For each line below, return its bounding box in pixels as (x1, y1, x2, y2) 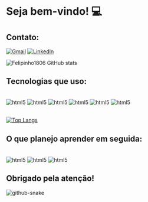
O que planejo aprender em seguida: (6, 133, 143, 144)
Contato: (6, 32, 40, 42)
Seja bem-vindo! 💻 (6, 5, 102, 18)
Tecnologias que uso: (6, 76, 87, 86)
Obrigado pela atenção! (6, 174, 94, 184)
